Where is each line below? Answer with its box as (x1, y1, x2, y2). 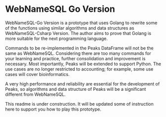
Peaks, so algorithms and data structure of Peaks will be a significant (5, 86, 146, 92)
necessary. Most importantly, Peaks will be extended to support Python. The (5, 61, 162, 67)
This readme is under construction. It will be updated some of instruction (5, 101, 154, 107)
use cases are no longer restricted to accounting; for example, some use (5, 66, 154, 72)
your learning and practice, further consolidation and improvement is (5, 55, 146, 61)
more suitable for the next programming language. (5, 36, 108, 41)
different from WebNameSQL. (5, 91, 66, 97)
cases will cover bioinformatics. (5, 71, 70, 77)
